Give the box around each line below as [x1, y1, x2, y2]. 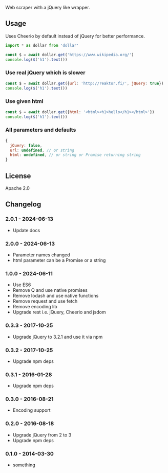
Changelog [5, 200, 41, 209]
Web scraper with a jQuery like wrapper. [5, 5, 91, 10]
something [12, 462, 36, 468]
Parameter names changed [12, 252, 70, 258]
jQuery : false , [10, 143, 43, 148]
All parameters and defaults [5, 126, 76, 133]
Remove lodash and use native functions [12, 293, 99, 299]
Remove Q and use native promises [12, 287, 88, 293]
